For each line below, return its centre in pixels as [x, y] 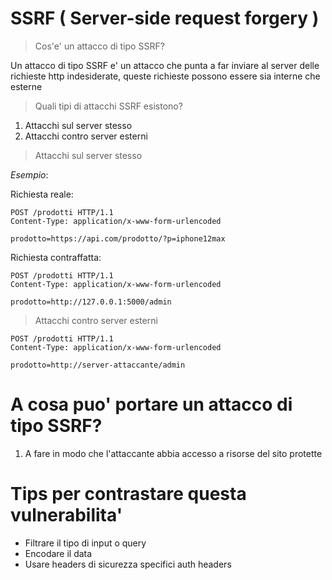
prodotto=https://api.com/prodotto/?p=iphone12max [118, 238]
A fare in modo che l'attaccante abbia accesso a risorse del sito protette [173, 453]
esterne [26, 86]
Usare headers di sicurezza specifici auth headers [128, 564]
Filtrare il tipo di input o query [85, 543]
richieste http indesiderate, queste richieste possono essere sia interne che [165, 76]
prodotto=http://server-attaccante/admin [98, 365]
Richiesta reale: [42, 194]
